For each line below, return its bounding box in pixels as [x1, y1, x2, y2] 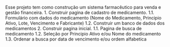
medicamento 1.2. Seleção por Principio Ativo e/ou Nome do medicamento [5, 31, 161, 36]
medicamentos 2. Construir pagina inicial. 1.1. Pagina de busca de [5, 25, 142, 31]
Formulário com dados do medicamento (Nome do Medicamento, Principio [5, 15, 161, 20]
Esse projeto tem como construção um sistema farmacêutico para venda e [5, 4, 161, 10]
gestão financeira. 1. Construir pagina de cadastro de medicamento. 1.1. [5, 9, 155, 15]
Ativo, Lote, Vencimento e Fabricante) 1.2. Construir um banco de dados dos [5, 20, 165, 26]
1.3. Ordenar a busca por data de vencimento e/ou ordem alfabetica [5, 36, 147, 42]
